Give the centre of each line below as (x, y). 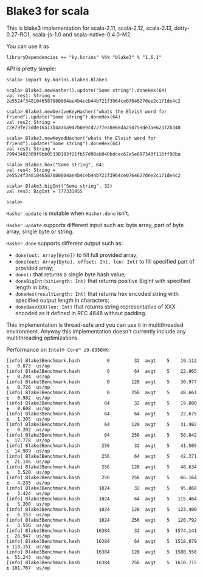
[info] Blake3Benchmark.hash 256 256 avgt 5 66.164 (102, 477)
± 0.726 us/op (28, 387)
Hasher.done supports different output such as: (65, 243)
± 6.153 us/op (28, 514)
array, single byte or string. (40, 231)
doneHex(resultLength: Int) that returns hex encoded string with (97, 293)
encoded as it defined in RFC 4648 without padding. (81, 313)
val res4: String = (31, 170)
